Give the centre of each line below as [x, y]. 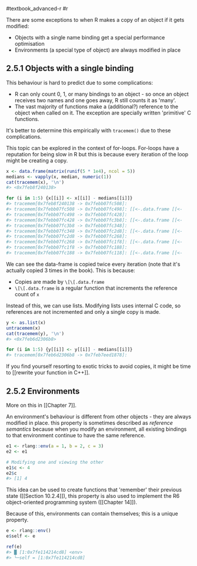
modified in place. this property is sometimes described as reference [90, 423]
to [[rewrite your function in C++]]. [48, 373]
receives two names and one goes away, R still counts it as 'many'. [95, 100]
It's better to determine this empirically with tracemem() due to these [89, 130]
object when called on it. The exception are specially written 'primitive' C [103, 113]
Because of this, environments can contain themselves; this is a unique [92, 514]
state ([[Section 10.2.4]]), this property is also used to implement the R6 [93, 496]
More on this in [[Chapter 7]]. [41, 405]
